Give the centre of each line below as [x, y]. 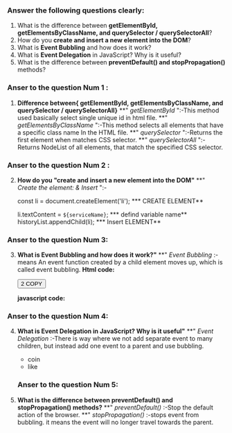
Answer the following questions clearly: [76, 10]
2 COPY [32, 284]
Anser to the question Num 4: [58, 316]
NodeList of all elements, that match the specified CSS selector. [132, 147]
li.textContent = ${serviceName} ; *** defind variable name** [102, 214]
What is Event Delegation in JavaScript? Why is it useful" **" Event [115, 331]
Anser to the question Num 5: [68, 385]
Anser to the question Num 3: [58, 239]
